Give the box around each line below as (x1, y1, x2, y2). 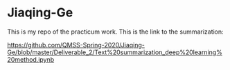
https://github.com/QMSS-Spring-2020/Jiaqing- (7, 40, 145, 49)
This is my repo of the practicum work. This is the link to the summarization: (7, 27, 224, 36)
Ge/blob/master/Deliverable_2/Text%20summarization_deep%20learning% (7, 48, 223, 56)
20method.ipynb (7, 55, 55, 63)
